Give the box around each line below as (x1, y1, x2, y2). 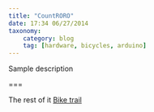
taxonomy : (8, 27, 42, 35)
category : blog (23, 34, 75, 43)
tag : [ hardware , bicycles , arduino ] (23, 42, 148, 50)
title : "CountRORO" (8, 11, 75, 20)
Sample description (8, 64, 74, 73)
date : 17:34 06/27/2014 (8, 19, 89, 27)
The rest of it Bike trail (8, 95, 83, 105)
